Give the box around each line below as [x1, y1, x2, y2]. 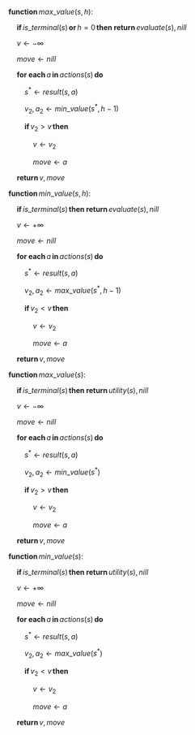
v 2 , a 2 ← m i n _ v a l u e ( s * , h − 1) [23, 102, 119, 116]
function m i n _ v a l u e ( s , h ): [8, 188, 91, 198]
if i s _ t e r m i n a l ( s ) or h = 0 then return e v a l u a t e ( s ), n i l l [16, 23, 187, 32]
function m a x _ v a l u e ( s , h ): [8, 7, 93, 16]
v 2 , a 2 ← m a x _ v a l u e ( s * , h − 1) [23, 284, 121, 297]
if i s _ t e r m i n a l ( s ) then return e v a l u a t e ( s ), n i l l [16, 204, 159, 214]
